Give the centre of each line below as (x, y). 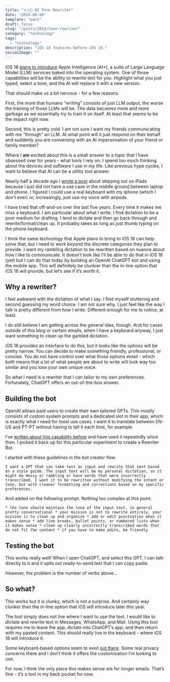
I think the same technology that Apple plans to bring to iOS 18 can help (80, 238)
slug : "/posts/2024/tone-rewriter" (43, 29)
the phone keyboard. (27, 229)
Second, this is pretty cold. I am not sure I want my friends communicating (83, 129)
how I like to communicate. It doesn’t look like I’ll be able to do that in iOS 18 (84, 255)
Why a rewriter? (31, 287)
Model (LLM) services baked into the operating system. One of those (77, 72)
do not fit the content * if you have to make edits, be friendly (77, 530)
